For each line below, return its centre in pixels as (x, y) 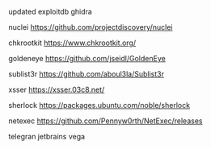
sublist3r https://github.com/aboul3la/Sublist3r (86, 74)
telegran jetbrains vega (47, 137)
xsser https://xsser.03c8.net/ (57, 89)
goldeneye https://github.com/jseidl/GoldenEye (87, 58)
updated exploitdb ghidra (51, 12)
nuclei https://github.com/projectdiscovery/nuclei (91, 27)
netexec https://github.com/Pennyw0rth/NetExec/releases (105, 121)
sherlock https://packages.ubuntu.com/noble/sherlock (99, 105)
